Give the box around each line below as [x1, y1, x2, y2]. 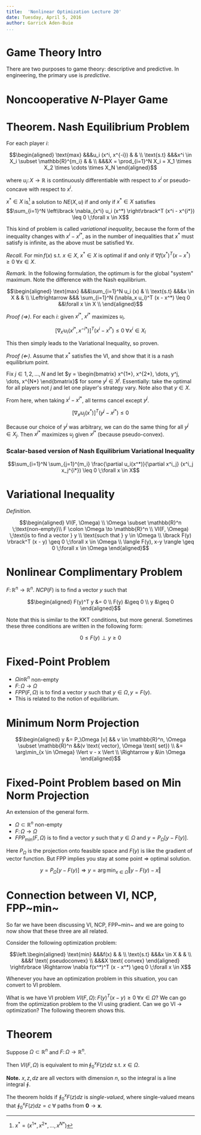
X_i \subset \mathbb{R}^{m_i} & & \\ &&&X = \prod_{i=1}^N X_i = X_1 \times [9, 158, 192, 165]
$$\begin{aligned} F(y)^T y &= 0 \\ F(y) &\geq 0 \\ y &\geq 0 [26, 598, 175, 605]
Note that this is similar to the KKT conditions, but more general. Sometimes [6, 616, 193, 623]
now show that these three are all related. [6, 927, 109, 935]
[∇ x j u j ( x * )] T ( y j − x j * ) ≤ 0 [72, 408, 129, 417]
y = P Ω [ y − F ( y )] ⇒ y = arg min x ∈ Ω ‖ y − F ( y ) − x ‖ [39, 866, 162, 875]
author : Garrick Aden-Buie [6, 20, 74, 26]
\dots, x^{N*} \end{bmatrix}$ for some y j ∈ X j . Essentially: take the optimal [6, 377, 191, 385]
